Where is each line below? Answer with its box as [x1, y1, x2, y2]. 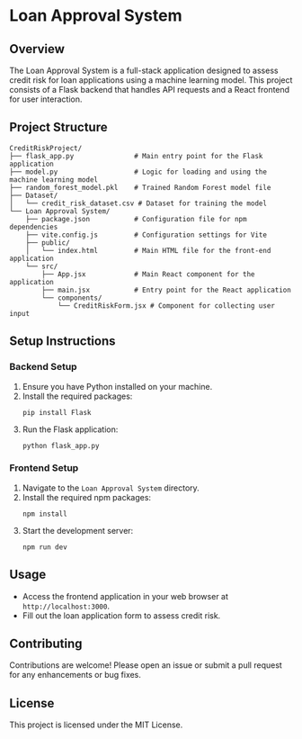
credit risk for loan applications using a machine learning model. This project [9, 75, 293, 86]
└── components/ [41, 293, 102, 302]
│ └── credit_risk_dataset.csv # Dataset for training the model [9, 199, 268, 208]
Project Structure [9, 120, 108, 135]
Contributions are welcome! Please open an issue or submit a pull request [9, 660, 283, 671]
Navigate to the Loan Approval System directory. [22, 482, 200, 493]
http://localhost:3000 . [22, 600, 111, 611]
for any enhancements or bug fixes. [9, 670, 142, 680]
